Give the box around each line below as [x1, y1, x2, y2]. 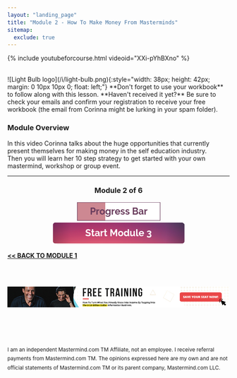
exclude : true [13, 34, 55, 41]
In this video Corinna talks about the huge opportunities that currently [7, 138, 210, 148]
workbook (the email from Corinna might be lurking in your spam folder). [7, 105, 219, 114]
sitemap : [7, 26, 33, 33]
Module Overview [7, 123, 70, 133]
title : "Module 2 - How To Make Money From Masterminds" [7, 18, 178, 26]
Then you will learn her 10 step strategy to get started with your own [7, 154, 206, 163]
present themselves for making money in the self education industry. [7, 146, 207, 155]
